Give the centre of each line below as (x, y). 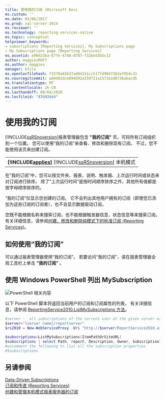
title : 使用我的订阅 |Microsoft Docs (41, 10)
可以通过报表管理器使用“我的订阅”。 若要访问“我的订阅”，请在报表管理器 (78, 257)
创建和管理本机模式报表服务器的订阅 (42, 392)
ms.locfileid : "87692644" (31, 97)
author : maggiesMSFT (26, 60)
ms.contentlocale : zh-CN (30, 87)
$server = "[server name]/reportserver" (45, 323)
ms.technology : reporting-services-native (49, 33)
